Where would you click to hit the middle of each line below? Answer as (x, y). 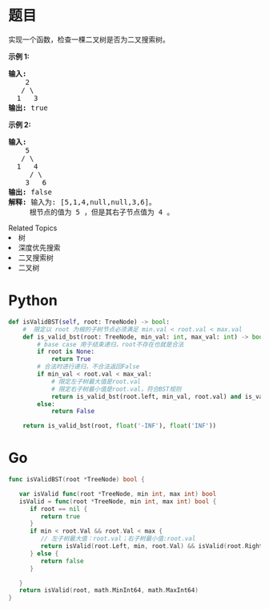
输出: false (30, 192)
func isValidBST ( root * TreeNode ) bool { (77, 480)
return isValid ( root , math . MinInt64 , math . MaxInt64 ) (108, 591)
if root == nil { (58, 509)
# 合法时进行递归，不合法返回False (88, 367)
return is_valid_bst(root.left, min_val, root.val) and (146, 396)
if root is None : (66, 352)
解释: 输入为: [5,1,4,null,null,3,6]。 (82, 202)
